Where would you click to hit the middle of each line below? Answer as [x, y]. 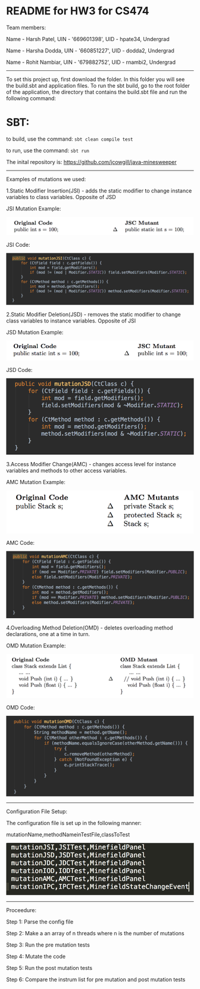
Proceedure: [21, 910]
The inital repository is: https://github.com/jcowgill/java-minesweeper [91, 162]
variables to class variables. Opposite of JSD [61, 197]
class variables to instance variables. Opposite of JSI [71, 321]
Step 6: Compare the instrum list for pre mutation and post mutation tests [96, 979]
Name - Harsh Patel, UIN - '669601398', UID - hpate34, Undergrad [88, 39]
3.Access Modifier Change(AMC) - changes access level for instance [91, 464]
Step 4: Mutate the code [36, 957]
